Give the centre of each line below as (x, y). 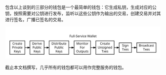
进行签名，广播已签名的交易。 (35, 19)
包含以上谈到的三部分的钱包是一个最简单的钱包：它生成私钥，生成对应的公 (81, 7)
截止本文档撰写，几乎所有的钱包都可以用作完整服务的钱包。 (66, 67)
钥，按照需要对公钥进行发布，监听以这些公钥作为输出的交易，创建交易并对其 (83, 13)
